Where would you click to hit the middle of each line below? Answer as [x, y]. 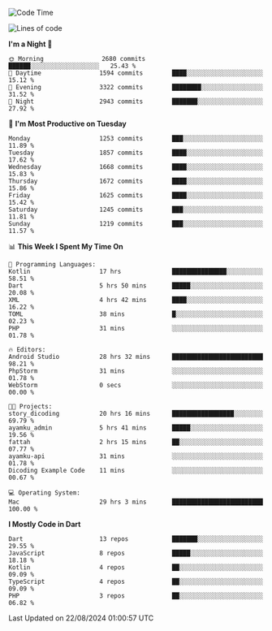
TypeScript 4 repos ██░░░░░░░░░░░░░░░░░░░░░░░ [136, 581]
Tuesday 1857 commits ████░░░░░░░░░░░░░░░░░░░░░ [136, 153]
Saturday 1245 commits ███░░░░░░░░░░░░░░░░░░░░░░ [136, 210]
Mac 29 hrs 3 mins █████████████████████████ [136, 502]
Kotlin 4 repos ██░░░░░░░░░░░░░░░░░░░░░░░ [136, 568]
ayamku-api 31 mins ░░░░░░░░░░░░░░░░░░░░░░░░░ [136, 456]
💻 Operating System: [45, 493]
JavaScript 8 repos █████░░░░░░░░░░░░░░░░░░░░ [136, 553]
